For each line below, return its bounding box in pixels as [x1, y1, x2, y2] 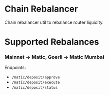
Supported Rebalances [4, 36, 99, 47]
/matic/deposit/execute [11, 80, 60, 85]
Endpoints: [4, 64, 26, 71]
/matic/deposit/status [11, 85, 58, 90]
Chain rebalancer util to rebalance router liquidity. [4, 19, 104, 25]
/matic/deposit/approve [11, 75, 60, 80]
